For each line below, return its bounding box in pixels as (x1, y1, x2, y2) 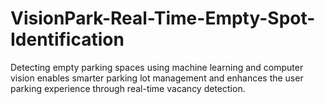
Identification (10, 28, 125, 51)
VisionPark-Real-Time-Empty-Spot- (10, 7, 316, 30)
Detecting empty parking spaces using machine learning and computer (10, 61, 304, 73)
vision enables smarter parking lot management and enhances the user (10, 72, 304, 84)
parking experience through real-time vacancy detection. (10, 82, 246, 94)
